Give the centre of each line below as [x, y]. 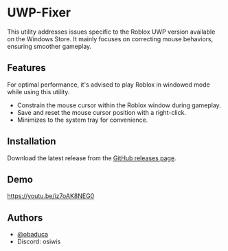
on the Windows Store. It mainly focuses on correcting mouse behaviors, [110, 39]
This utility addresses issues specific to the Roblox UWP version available [111, 32]
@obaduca [33, 234]
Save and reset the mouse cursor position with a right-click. [102, 112]
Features [26, 68]
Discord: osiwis [39, 241]
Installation [32, 141]
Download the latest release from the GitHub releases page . [92, 158]
